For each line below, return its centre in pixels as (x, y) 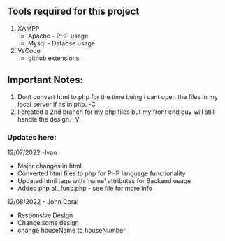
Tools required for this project (73, 12)
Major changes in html (49, 166)
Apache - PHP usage (58, 36)
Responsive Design (45, 215)
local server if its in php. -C (57, 104)
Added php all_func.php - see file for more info (85, 188)
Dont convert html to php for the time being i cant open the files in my (117, 96)
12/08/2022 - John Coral (43, 201)
